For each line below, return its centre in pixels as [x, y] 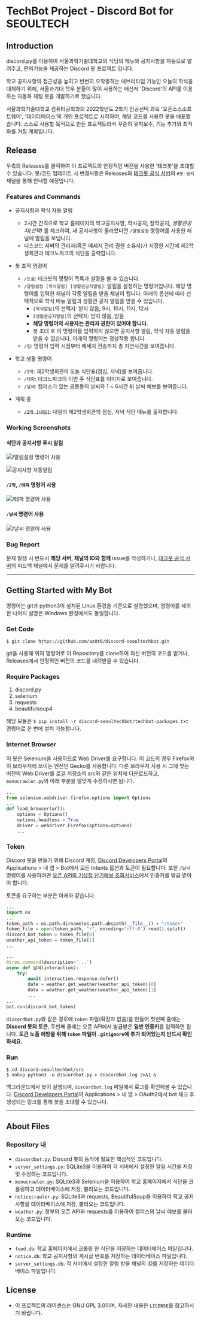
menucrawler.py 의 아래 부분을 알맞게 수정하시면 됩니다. [70, 781]
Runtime [19, 1235]
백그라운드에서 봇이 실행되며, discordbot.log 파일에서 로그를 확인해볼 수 [91, 1087]
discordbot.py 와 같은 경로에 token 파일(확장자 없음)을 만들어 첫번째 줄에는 [94, 1019]
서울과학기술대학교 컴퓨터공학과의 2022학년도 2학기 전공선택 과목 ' [85, 109]
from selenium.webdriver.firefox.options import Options [79, 798]
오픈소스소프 [177, 109]
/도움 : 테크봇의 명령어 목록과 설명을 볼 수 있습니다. [82, 279]
